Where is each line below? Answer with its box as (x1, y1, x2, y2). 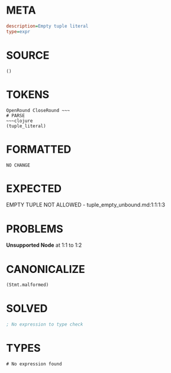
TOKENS (6, 88, 50, 101)
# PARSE (6, 112, 25, 118)
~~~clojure (6, 118, 33, 124)
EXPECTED (6, 182, 62, 195)
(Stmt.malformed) (6, 282, 49, 288)
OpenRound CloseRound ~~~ (6, 107, 70, 113)
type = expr (6, 28, 31, 34)
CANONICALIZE (6, 262, 86, 276)
